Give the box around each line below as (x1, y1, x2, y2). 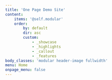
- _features (31, 53, 57, 59)
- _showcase (31, 40, 57, 45)
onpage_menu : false (5, 68, 46, 73)
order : (14, 21, 28, 26)
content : (5, 12, 23, 17)
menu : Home (5, 63, 28, 68)
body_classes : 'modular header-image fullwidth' (5, 58, 108, 63)
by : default (23, 26, 48, 31)
